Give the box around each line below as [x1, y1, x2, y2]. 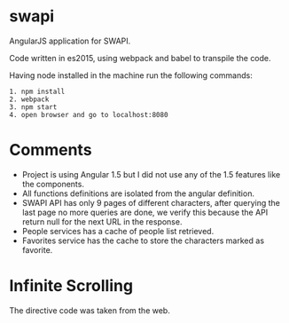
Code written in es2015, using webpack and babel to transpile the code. [9, 52, 272, 63]
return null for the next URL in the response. [21, 216, 183, 227]
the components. [21, 178, 84, 189]
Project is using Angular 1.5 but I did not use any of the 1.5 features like [21, 169, 281, 179]
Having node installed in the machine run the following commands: [9, 69, 253, 81]
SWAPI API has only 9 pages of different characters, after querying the [21, 197, 281, 208]
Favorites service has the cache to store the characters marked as [21, 235, 264, 246]
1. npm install [9, 87, 66, 96]
